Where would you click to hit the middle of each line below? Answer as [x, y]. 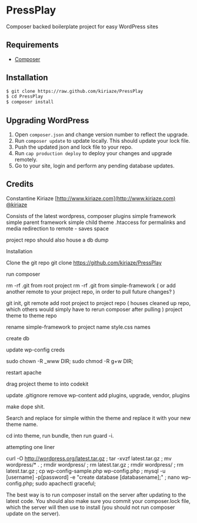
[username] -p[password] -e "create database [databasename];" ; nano [93, 477]
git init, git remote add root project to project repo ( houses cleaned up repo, [98, 303]
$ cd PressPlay [25, 97]
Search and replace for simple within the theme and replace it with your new [98, 418]
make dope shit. [26, 407]
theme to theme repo [31, 316]
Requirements [32, 45]
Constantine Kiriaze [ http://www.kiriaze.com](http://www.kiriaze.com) [91, 198]
